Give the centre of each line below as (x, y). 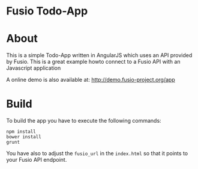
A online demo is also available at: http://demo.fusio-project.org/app (91, 80)
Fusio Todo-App (47, 11)
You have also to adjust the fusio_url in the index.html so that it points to (97, 153)
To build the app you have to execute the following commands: (84, 121)
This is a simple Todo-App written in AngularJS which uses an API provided (99, 55)
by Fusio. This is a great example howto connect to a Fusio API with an (93, 62)
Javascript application (34, 68)
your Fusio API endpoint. (37, 160)
